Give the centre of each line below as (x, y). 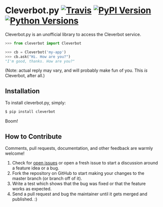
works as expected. (32, 188)
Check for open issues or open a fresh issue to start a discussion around (85, 163)
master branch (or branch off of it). (47, 178)
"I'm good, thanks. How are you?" (40, 61)
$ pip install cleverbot (30, 112)
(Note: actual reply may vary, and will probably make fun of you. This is (76, 70)
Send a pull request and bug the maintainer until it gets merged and (80, 194)
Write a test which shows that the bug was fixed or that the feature (79, 184)
